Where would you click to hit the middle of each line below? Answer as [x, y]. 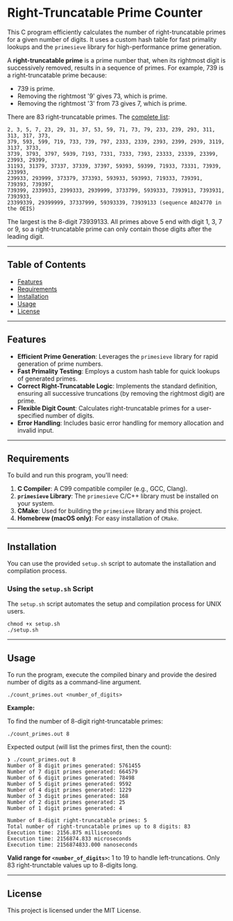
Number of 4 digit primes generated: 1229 [69, 790]
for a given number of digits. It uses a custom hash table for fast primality [112, 39]
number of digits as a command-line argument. [75, 682]
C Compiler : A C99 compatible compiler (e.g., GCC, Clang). [102, 489]
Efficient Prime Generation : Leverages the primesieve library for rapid [118, 356]
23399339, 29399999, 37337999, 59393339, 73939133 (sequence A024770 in [114, 202]
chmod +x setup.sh [34, 624]
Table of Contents [47, 265]
